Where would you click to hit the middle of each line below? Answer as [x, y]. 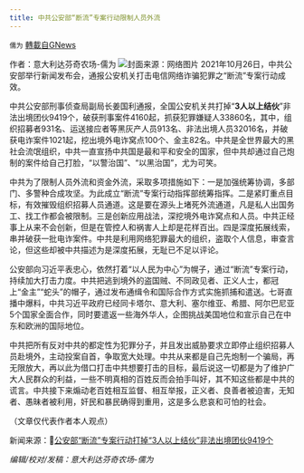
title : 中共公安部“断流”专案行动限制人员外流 [85, 18]
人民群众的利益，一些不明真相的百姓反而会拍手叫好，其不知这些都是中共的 [156, 379]
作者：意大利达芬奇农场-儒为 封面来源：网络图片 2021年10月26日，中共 [147, 63]
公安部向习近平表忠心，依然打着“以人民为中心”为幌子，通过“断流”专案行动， [151, 269]
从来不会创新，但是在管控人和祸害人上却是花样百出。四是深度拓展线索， [160, 227]
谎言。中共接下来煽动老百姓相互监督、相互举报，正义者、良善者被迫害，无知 [152, 390]
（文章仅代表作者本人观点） [61, 420]
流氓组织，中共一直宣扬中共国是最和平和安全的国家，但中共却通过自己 [156, 151]
